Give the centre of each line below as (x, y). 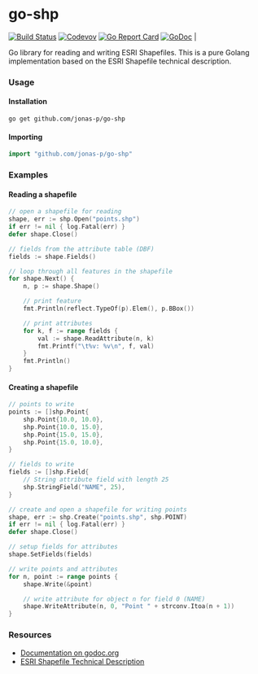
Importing (26, 137)
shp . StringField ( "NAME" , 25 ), (74, 487)
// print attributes (58, 323)
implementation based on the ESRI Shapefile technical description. (120, 61)
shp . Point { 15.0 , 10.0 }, (63, 442)
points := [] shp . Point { (49, 412)
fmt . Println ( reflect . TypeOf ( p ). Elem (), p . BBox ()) (109, 309)
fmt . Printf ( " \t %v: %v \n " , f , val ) (96, 346)
